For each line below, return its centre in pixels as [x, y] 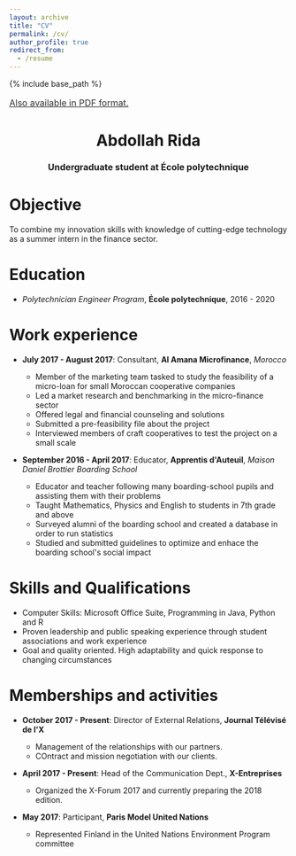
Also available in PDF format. [69, 103]
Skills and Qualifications [100, 588]
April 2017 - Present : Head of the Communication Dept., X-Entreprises [152, 773]
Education [47, 275]
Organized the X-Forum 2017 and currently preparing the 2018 [148, 790]
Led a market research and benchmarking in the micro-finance [149, 395]
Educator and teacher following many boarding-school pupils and [154, 486]
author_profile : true [49, 42]
